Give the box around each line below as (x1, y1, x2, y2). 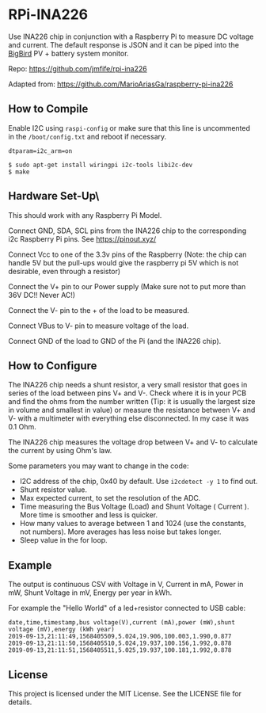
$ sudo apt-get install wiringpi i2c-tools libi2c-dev (8, 161, 193, 169)
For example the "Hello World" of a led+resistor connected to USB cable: (8, 604, 246, 613)
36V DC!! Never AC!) (8, 290, 76, 299)
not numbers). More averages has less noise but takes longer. (19, 527, 222, 536)
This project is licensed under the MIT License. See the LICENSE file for (8, 689, 242, 698)
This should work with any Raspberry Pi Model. (8, 210, 162, 219)
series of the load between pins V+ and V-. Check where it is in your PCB (8, 388, 247, 398)
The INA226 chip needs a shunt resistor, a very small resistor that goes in (8, 380, 248, 390)
